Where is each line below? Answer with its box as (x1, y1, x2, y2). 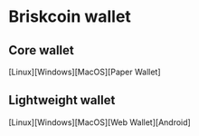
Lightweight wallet (8, 92, 116, 108)
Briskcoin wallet (8, 6, 132, 27)
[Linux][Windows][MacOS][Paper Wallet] (8, 66, 161, 77)
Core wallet (8, 43, 74, 58)
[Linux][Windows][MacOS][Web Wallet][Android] (8, 116, 191, 128)
